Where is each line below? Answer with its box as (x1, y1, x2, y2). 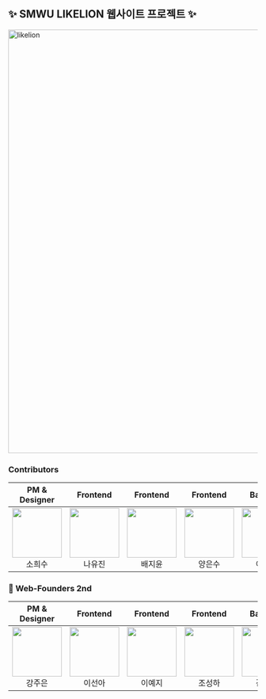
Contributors (8, 464, 59, 475)
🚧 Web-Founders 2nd (8, 583, 93, 594)
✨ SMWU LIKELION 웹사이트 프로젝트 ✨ (8, 7, 197, 21)
